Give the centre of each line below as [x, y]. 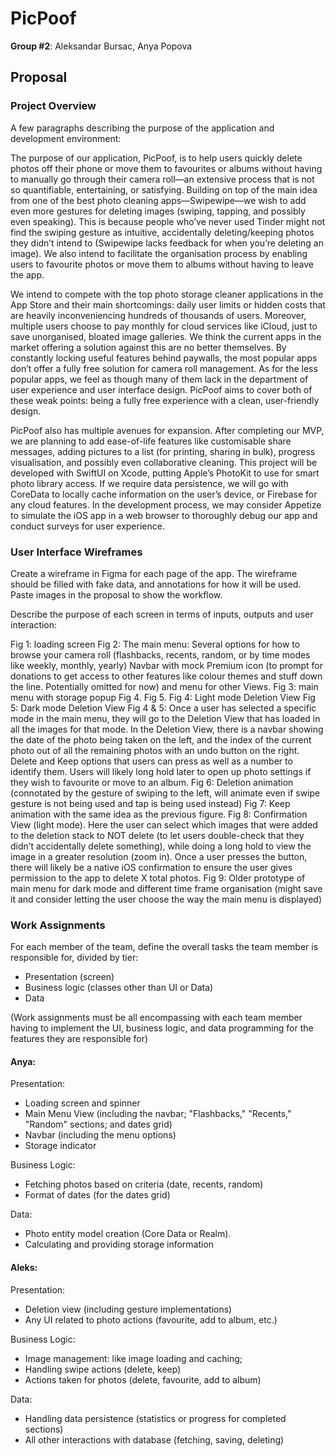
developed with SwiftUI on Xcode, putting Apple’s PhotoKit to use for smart [165, 473]
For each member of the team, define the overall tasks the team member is [164, 947]
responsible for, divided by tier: [74, 958]
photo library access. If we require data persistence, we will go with [149, 483]
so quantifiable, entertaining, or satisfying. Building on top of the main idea [164, 189]
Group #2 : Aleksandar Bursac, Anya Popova [101, 46]
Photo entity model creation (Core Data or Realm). [128, 1234]
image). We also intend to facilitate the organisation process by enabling [159, 253]
